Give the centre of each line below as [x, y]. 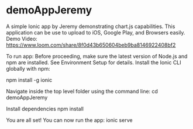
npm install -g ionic [29, 80]
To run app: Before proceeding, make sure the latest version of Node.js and [97, 56]
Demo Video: [22, 39]
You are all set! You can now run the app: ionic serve [69, 120]
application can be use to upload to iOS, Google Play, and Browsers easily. [96, 32]
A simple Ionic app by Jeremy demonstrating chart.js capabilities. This [91, 26]
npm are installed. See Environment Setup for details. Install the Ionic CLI [94, 62]
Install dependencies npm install [45, 109]
